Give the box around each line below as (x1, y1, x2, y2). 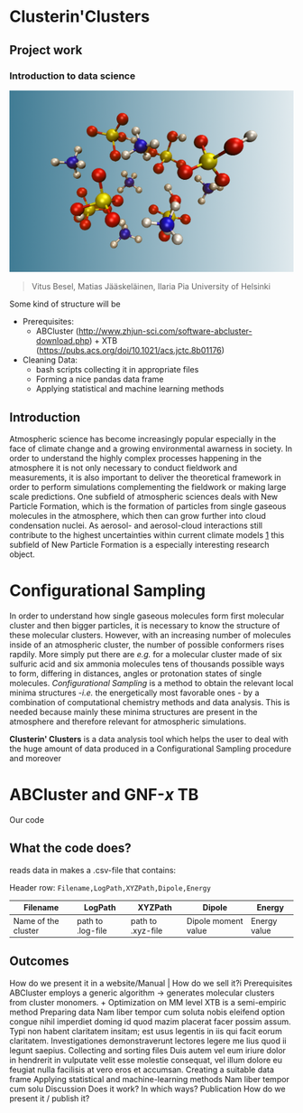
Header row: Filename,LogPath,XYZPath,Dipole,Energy (9, 882, 212, 892)
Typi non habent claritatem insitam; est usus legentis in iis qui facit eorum (9, 1025, 282, 1036)
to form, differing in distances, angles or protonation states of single (9, 668, 262, 679)
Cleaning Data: (22, 354, 78, 365)
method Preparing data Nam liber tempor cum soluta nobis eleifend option (9, 1006, 286, 1017)
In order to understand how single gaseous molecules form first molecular (9, 610, 285, 621)
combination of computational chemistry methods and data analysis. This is (9, 697, 290, 708)
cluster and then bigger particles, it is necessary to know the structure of (9, 620, 280, 631)
